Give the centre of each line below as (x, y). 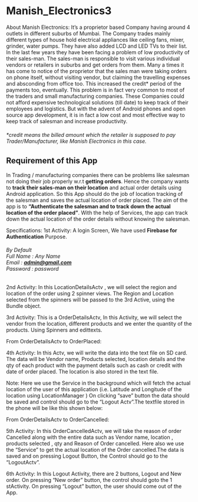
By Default (19, 250)
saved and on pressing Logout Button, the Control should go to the (87, 456)
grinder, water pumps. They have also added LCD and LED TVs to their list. (97, 46)
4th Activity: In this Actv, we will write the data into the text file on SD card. (97, 353)
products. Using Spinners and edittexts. (54, 330)
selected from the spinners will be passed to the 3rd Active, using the (90, 300)
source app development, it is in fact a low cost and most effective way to (95, 115)
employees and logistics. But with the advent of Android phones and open (96, 109)
